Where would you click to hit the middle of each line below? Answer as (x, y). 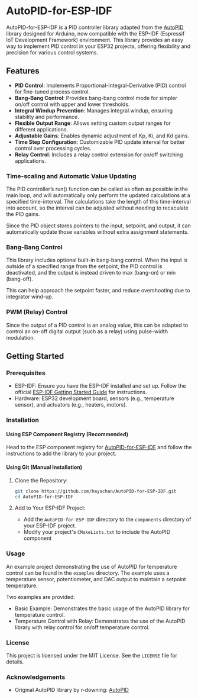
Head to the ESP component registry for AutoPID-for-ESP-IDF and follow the (99, 447)
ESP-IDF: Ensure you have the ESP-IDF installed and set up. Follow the (100, 386)
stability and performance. (47, 117)
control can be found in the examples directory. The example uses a (88, 573)
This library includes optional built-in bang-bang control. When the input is (97, 260)
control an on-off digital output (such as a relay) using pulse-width (87, 331)
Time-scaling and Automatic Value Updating (71, 176)
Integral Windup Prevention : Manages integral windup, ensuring (94, 110)
